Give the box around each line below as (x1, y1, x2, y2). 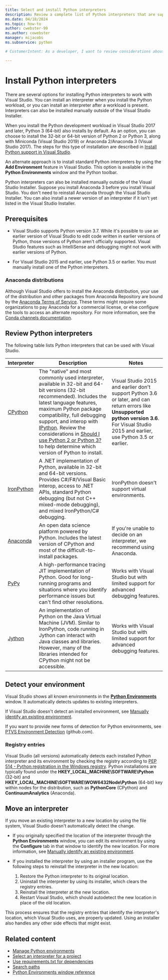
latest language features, (38, 399, 97, 406)
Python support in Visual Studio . (5, 149, 71, 155)
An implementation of (38, 607, 89, 614)
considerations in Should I (38, 431, 100, 438)
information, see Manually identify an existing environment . (12, 848, 135, 854)
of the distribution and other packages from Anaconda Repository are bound (5, 293, 163, 299)
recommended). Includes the (38, 393, 107, 400)
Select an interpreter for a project (12, 953, 81, 959)
